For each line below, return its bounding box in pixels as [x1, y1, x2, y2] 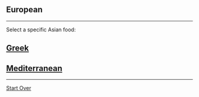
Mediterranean [6, 63, 63, 73]
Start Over [6, 85, 31, 92]
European [6, 5, 43, 15]
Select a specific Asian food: [6, 26, 76, 33]
